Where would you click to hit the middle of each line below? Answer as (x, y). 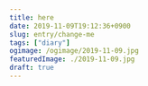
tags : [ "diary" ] (40, 43)
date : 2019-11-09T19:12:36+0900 (70, 26)
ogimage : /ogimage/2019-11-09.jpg (74, 51)
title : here (32, 17)
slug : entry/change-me (52, 34)
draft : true (32, 68)
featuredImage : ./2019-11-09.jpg (72, 59)
